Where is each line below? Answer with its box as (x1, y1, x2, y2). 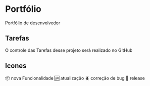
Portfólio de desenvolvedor (5, 20, 60, 26)
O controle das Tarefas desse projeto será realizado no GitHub (5, 47, 133, 53)
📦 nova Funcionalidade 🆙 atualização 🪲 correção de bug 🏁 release (5, 75, 145, 81)
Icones (5, 62, 27, 70)
